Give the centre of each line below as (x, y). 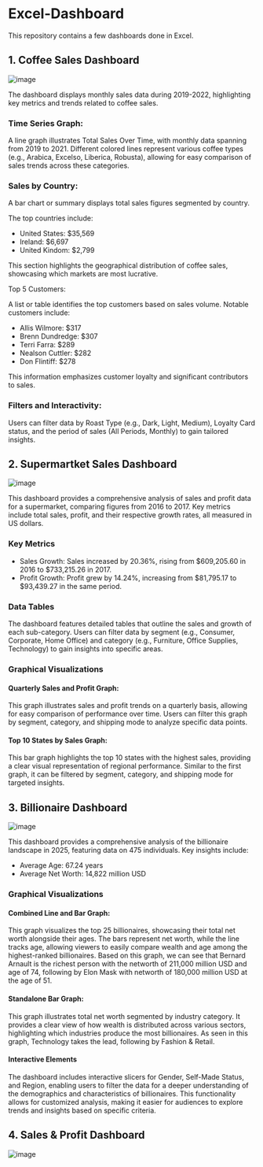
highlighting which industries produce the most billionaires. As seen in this (128, 1033)
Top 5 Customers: (37, 289)
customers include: (39, 313)
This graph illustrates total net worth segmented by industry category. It (124, 1016)
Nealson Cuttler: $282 (55, 353)
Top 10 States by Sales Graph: (58, 740)
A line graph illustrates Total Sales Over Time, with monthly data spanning (128, 141)
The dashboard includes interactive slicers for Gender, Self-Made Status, (126, 1076)
